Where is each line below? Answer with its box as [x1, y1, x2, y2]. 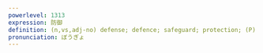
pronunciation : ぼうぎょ [8, 33, 85, 41]
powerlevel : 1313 [8, 11, 66, 19]
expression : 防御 [8, 19, 63, 26]
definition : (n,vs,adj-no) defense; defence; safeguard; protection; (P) [8, 26, 257, 34]
